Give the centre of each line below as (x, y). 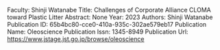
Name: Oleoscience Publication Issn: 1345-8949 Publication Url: (98, 32)
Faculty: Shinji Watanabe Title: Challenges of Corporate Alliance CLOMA (109, 10)
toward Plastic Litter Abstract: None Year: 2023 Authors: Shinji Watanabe (110, 17)
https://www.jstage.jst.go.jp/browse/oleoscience (76, 39)
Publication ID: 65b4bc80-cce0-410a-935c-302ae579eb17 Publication (107, 24)
